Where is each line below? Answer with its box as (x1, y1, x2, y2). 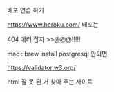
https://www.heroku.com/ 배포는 (7, 21, 99, 29)
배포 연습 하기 (7, 6, 45, 14)
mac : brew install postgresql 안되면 (7, 50, 108, 58)
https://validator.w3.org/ (7, 64, 76, 71)
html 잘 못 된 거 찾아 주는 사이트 (7, 78, 93, 86)
